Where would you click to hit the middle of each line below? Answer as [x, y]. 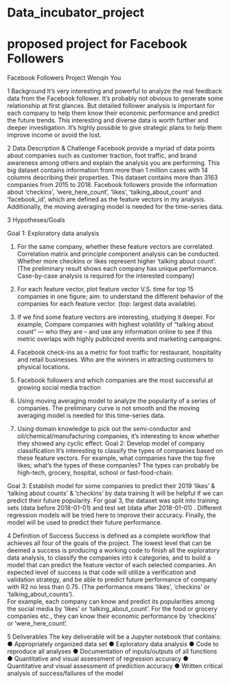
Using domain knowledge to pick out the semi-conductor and [104, 429]
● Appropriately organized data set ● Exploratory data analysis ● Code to [113, 644]
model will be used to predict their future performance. [85, 522]
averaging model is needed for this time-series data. [91, 416]
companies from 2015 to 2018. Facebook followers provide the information [112, 185]
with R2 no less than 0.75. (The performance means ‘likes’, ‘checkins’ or [108, 587]
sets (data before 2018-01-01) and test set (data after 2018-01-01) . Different [115, 508]
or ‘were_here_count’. [37, 624]
